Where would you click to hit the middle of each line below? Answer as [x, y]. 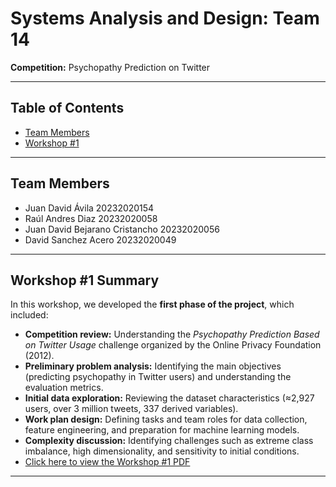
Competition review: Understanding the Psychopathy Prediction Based [172, 334]
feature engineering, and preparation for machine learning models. [162, 430]
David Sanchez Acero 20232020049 [100, 239]
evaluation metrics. [64, 388]
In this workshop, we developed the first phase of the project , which [152, 304]
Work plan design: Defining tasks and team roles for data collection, [166, 419]
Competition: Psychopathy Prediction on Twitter [110, 67]
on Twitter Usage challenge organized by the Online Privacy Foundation [173, 345]
